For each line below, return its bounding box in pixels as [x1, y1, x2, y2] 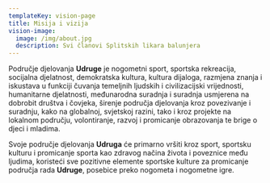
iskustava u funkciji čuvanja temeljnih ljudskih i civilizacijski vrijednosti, [8, 81, 244, 91]
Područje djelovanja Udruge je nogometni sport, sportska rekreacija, [8, 64, 237, 73]
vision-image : [8, 27, 57, 35]
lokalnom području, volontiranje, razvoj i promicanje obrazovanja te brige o [8, 115, 258, 125]
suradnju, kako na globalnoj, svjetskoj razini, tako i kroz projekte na [8, 106, 232, 117]
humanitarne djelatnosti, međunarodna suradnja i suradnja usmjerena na [8, 89, 250, 99]
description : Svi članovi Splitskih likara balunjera [15, 42, 200, 50]
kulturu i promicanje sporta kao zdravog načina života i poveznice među [8, 148, 248, 158]
